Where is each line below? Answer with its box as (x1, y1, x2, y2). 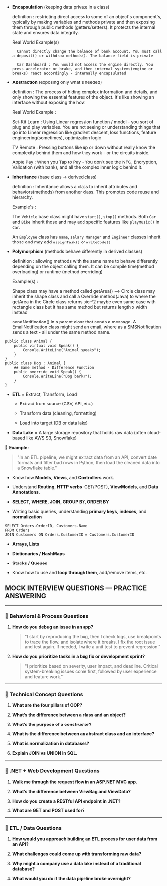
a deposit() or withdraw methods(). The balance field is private (12, 53, 153, 58)
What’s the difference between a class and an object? (12, 712, 126, 718)
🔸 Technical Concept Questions (5, 691, 83, 698)
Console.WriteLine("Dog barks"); (23, 374, 92, 379)
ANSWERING (5, 592, 46, 600)
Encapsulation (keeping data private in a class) (12, 4, 110, 10)
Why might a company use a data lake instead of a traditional (12, 861, 141, 866)
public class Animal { (5, 339, 52, 344)
